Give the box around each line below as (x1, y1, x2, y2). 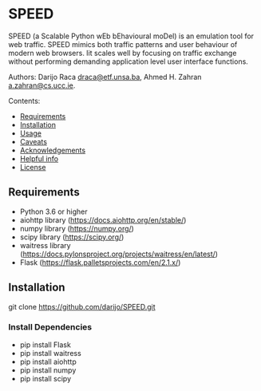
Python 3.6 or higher (19, 207, 88, 216)
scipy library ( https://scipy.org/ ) (19, 232, 125, 242)
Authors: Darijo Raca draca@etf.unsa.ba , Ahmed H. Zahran (8, 72, 202, 81)
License (19, 162, 46, 172)
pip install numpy (19, 365, 77, 375)
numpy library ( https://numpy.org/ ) (19, 223, 134, 233)
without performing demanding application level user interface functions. (8, 57, 249, 66)
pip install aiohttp (19, 357, 77, 366)
